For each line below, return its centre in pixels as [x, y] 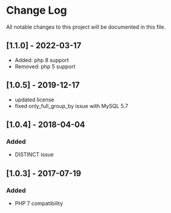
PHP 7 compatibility [39, 203]
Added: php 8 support [42, 60]
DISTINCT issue [34, 155]
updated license [34, 100]
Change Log [37, 10]
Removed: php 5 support [45, 66]
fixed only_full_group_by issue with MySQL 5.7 [72, 106]
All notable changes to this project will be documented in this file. [86, 27]
